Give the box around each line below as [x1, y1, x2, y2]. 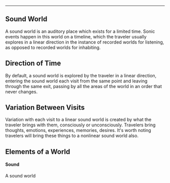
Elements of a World [5, 147, 70, 156]
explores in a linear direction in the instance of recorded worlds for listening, [5, 39, 164, 45]
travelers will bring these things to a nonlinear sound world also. [5, 132, 139, 139]
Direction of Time [5, 59, 61, 68]
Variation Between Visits [5, 103, 85, 112]
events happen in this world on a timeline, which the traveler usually [5, 33, 147, 39]
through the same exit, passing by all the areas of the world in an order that [5, 83, 162, 89]
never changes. [5, 88, 38, 95]
